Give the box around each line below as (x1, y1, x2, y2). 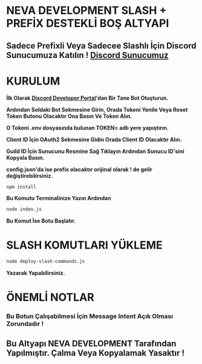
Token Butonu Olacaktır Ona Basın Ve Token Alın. (6, 112, 132, 120)
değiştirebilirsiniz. (6, 172, 53, 179)
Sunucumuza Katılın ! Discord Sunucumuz (6, 50, 169, 60)
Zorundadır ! (6, 320, 44, 328)
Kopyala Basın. (6, 154, 45, 161)
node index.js (6, 206, 42, 212)
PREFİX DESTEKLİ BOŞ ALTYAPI (6, 16, 169, 30)
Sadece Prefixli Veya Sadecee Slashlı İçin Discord (6, 41, 197, 51)
